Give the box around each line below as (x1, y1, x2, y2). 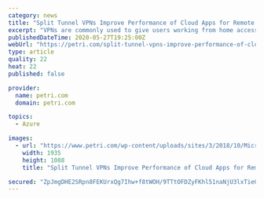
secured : (8, 178, 37, 185)
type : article (8, 48, 55, 56)
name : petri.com (15, 91, 68, 99)
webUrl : (8, 41, 34, 49)
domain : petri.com (15, 99, 76, 107)
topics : (8, 113, 34, 121)
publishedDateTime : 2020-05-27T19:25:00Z (8, 33, 146, 42)
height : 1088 (22, 156, 65, 164)
